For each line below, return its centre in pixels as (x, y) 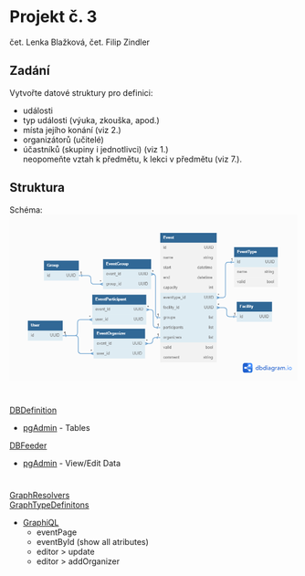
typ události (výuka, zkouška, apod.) (91, 120)
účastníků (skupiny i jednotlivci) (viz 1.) (95, 149)
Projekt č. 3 (53, 17)
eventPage (57, 532)
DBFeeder (28, 445)
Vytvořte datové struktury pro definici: (81, 92)
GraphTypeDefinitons (49, 505)
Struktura (37, 188)
